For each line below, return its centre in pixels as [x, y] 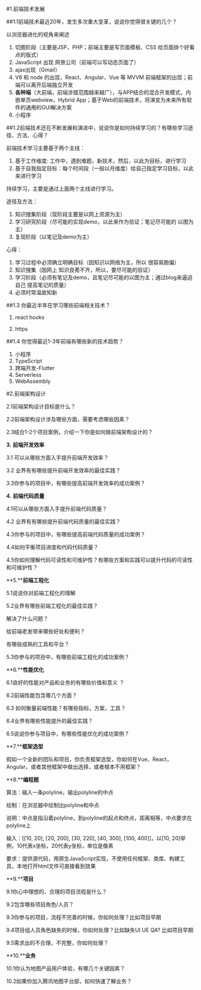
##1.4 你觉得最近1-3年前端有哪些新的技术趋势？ [65, 341]
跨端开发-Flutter [35, 368]
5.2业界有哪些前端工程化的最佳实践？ [52, 606]
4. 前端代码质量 [25, 496]
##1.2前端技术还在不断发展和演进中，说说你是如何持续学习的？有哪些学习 [97, 128]
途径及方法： [22, 201]
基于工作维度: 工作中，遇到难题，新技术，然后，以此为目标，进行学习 [100, 161]
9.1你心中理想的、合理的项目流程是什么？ [57, 892]
